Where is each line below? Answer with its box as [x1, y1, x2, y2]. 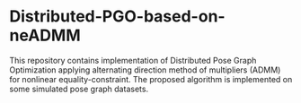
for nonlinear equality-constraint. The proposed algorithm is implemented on [9, 73, 293, 84]
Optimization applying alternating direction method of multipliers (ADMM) [9, 64, 281, 75]
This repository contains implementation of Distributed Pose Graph [9, 55, 257, 65]
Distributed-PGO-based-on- [9, 6, 226, 27]
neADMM [9, 25, 81, 46]
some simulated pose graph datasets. [9, 83, 149, 94]
